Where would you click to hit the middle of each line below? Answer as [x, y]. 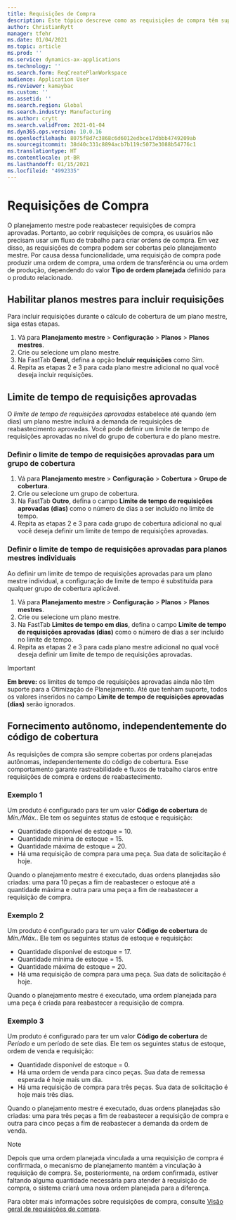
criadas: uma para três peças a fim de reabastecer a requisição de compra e [118, 1116]
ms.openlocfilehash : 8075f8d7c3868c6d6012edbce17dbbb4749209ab [102, 138]
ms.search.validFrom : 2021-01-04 [56, 125]
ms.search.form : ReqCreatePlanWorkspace [67, 72]
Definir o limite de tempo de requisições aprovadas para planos [117, 549]
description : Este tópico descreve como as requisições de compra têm [113, 20]
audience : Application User [48, 79]
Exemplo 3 [26, 1021]
